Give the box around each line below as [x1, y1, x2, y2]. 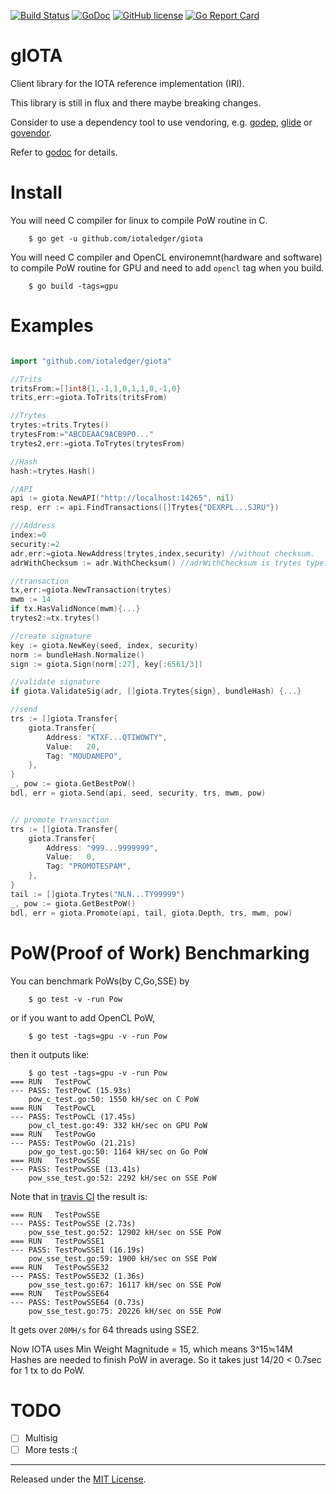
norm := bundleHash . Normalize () [10, 650, 145, 660]
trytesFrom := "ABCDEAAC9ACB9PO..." [10, 430, 155, 440]
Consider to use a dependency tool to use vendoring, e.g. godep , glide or [10, 116, 313, 128]
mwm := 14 [10, 595, 52, 605]
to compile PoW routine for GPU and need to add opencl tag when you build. [10, 261, 325, 274]
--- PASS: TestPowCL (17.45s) [10, 1111, 137, 1122]
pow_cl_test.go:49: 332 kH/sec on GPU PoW [28, 1120, 208, 1130]
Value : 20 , [46, 741, 101, 752]
